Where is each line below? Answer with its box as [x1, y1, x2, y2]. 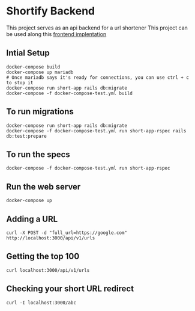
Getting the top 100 [6, 251, 80, 262]
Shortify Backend [6, 4, 95, 18]
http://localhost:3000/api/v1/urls [6, 235, 95, 241]
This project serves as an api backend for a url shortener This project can [6, 24, 188, 31]
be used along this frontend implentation [6, 30, 107, 37]
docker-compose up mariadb [6, 69, 74, 75]
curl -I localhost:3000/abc [6, 300, 77, 306]
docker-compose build [6, 64, 61, 70]
